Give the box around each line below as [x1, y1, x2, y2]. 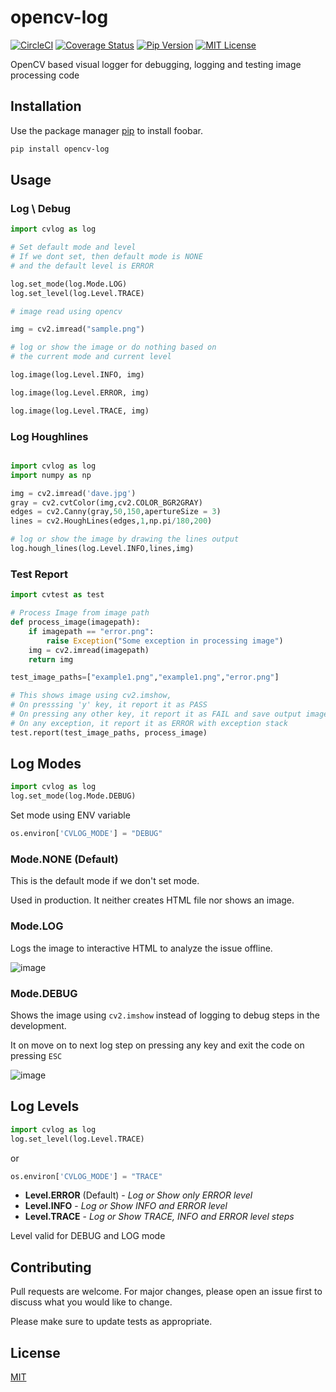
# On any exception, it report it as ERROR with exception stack [10, 718, 288, 728]
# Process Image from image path [10, 608, 150, 618]
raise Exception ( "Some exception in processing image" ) [46, 636, 284, 646]
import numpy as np [10, 470, 92, 480]
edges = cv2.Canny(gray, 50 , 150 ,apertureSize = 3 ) [10, 507, 222, 517]
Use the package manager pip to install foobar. [10, 124, 203, 136]
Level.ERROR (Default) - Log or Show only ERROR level [24, 1189, 253, 1201]
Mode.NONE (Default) [10, 852, 119, 866]
